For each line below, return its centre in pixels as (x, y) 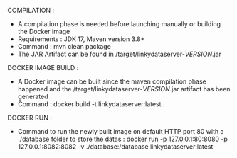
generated (33, 96)
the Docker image (44, 32)
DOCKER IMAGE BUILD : (43, 68)
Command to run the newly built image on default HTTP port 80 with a (121, 131)
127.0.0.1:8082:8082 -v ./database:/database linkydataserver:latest (115, 147)
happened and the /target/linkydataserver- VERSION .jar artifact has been (124, 89)
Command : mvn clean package (64, 46)
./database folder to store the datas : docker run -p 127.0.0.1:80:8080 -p (122, 139)
